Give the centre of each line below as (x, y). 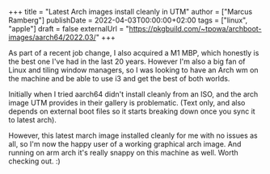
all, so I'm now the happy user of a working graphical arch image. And (125, 144)
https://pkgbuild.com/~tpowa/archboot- (195, 29)
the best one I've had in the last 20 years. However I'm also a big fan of (127, 61)
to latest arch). (32, 120)
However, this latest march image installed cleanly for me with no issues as (133, 135)
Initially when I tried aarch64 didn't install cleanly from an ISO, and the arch (133, 94)
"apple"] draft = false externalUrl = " (69, 29)
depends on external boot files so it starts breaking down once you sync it (132, 111)
